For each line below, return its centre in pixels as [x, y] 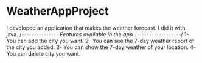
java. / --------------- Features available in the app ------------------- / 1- [98, 34]
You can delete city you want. [44, 53]
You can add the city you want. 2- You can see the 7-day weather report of [100, 41]
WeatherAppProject [57, 11]
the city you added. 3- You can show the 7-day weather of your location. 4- [101, 47]
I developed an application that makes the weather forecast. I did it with [96, 28]
